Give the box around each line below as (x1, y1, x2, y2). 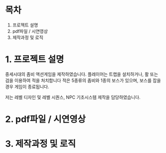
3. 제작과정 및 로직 (5, 138, 76, 150)
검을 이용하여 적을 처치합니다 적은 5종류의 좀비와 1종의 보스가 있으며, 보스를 (5, 77, 152, 83)
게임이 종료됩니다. (14, 83, 49, 90)
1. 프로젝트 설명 (5, 54, 64, 65)
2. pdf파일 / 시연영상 (5, 114, 86, 125)
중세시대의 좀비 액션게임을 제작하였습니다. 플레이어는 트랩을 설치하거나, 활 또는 (5, 71, 159, 77)
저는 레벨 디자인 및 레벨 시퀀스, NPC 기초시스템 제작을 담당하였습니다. (5, 94, 141, 100)
